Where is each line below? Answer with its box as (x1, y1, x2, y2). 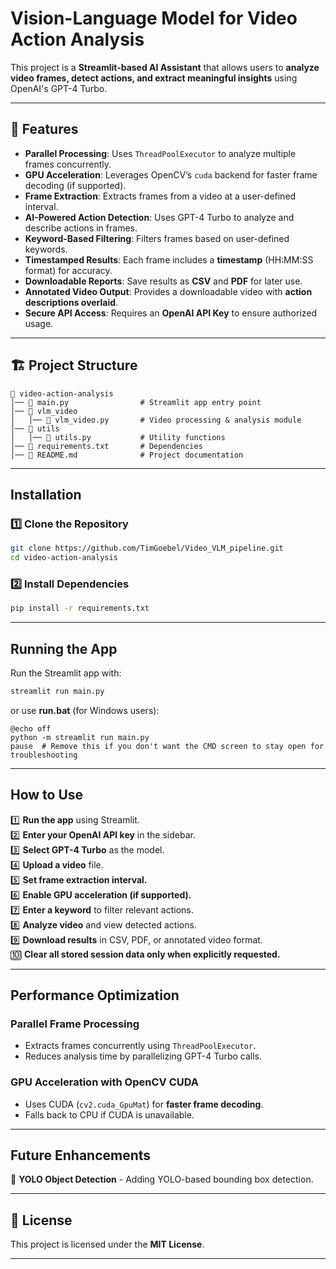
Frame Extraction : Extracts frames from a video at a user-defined (24, 190, 297, 202)
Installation (10, 486, 82, 503)
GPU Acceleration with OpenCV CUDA (10, 1075, 200, 1089)
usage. (24, 317, 54, 329)
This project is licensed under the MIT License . (10, 1238, 205, 1251)
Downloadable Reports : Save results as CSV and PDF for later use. (24, 275, 303, 287)
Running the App (10, 640, 118, 657)
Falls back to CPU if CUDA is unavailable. (24, 1108, 195, 1121)
